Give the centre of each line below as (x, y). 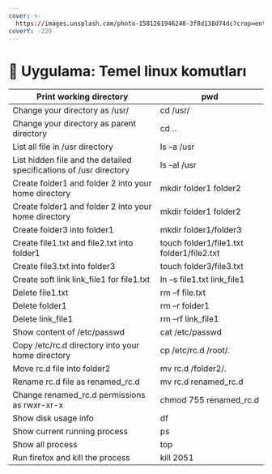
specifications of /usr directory (71, 170)
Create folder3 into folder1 (64, 230)
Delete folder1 (40, 306)
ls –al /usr (178, 165)
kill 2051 (177, 458)
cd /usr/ (175, 110)
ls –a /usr (177, 147)
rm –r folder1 (185, 306)
